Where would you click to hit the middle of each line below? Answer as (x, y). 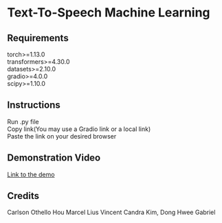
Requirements (38, 38)
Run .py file (23, 121)
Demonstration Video (54, 158)
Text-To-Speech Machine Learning (109, 13)
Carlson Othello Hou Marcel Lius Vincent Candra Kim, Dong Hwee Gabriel (111, 212)
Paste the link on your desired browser (62, 136)
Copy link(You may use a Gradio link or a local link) (79, 129)
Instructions (34, 105)
